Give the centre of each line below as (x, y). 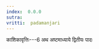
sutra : (14, 17)
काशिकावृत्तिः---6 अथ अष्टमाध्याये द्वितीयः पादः (49, 40)
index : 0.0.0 (24, 12)
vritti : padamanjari (33, 23)
